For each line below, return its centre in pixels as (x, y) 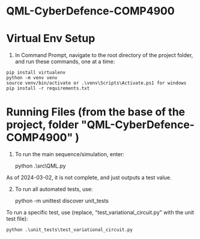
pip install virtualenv (36, 73)
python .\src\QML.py (40, 166)
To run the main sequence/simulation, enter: (70, 154)
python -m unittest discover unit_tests (62, 201)
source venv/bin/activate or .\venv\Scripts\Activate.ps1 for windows (96, 83)
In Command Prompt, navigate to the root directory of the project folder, (104, 55)
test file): (17, 219)
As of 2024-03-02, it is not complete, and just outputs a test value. (89, 178)
